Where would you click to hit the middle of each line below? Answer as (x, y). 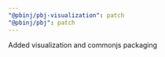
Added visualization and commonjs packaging (83, 45)
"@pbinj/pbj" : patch (42, 23)
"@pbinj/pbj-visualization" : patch (66, 15)
